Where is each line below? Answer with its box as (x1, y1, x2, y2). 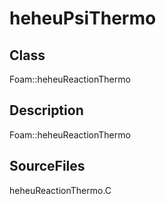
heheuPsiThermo (9, 7, 157, 30)
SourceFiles (9, 158, 86, 175)
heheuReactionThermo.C (9, 184, 112, 196)
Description (9, 102, 84, 119)
